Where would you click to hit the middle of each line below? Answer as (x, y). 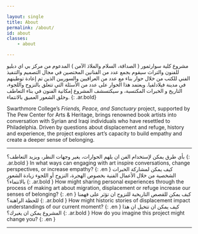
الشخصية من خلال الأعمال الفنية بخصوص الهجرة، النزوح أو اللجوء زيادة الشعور (91, 175)
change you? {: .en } (31, 219)
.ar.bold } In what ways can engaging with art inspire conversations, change (98, 163)
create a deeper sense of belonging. (51, 140)
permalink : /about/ (31, 28)
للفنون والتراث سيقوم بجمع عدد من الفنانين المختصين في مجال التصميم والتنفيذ (93, 72)
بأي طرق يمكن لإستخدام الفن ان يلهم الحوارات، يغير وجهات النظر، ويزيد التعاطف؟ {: (98, 157)
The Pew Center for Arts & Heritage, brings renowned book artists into (92, 115)
